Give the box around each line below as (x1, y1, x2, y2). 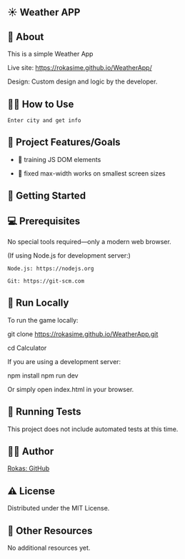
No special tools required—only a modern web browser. (7, 238, 171, 246)
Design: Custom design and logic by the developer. (7, 77, 158, 86)
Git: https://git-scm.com (7, 278, 84, 285)
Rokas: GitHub (7, 464, 50, 473)
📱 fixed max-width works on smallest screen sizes (17, 168, 166, 178)
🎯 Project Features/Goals (7, 136, 121, 148)
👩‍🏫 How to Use (7, 98, 74, 110)
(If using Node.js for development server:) (7, 251, 131, 260)
